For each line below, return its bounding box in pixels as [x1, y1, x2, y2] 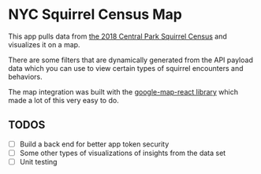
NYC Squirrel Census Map [8, 6, 183, 24]
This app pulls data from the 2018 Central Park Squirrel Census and [8, 31, 227, 41]
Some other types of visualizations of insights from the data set [19, 148, 226, 157]
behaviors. [8, 72, 43, 81]
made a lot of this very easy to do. [8, 95, 120, 105]
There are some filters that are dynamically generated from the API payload [8, 55, 254, 65]
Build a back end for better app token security [19, 139, 170, 149]
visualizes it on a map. [8, 39, 80, 49]
